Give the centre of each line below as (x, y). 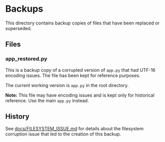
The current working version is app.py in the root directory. (67, 85)
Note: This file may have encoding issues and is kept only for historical (80, 95)
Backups (24, 9)
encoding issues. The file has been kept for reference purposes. (73, 75)
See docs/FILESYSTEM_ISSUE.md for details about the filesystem (75, 129)
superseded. (19, 28)
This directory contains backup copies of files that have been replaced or (82, 23)
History (17, 117)
